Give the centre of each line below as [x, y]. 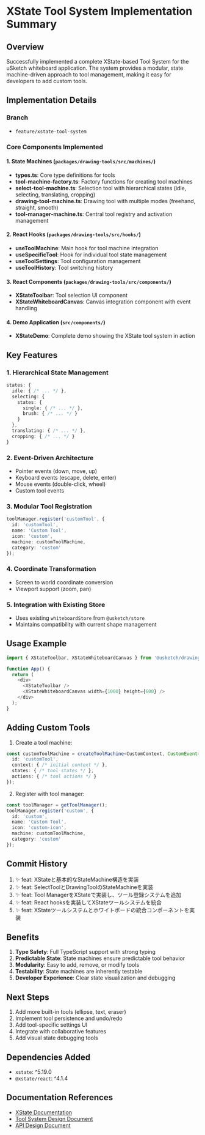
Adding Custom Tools [48, 728]
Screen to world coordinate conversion [64, 582]
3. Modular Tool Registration [49, 506]
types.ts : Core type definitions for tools [65, 175]
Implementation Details [52, 100]
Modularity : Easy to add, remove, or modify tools [77, 965]
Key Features [32, 355]
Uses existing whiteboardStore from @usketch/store [80, 618]
